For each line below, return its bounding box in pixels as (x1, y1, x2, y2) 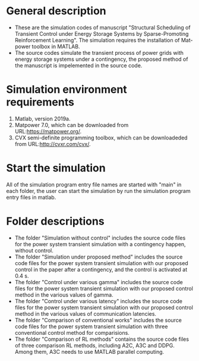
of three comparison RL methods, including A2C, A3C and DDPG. (14, 341, 175, 349)
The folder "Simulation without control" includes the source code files (14, 234, 186, 241)
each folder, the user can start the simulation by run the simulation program (6, 187, 191, 194)
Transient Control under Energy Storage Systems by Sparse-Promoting (14, 30, 189, 37)
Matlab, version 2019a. (14, 115, 71, 122)
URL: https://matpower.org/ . (14, 127, 82, 135)
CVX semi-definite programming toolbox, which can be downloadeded (14, 134, 188, 141)
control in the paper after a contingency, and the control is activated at (14, 266, 188, 273)
